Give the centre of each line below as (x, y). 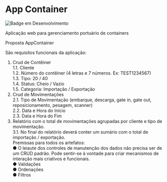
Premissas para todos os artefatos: (49, 143)
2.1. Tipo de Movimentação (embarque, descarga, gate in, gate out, (82, 100)
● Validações (27, 164)
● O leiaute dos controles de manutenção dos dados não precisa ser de (87, 148)
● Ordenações (28, 169)
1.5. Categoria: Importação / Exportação (54, 89)
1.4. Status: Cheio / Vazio (38, 84)
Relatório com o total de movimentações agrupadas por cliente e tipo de (87, 121)
